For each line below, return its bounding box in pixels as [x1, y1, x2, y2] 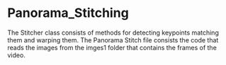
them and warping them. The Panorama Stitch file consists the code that [7, 35, 219, 44]
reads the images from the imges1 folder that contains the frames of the [7, 43, 217, 52]
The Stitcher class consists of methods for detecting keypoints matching [7, 28, 220, 37]
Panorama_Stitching [7, 5, 129, 21]
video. [7, 51, 26, 59]
